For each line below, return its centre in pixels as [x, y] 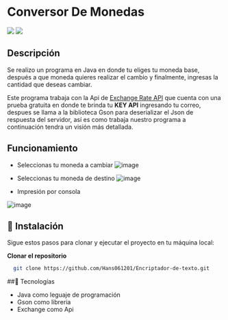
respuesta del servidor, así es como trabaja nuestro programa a [97, 119]
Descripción [34, 53]
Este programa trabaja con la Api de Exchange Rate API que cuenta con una [114, 97]
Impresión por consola [49, 191]
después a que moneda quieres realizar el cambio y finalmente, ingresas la [113, 77]
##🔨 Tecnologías [31, 282]
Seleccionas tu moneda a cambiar [65, 164]
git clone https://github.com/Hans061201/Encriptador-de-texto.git [112, 269]
